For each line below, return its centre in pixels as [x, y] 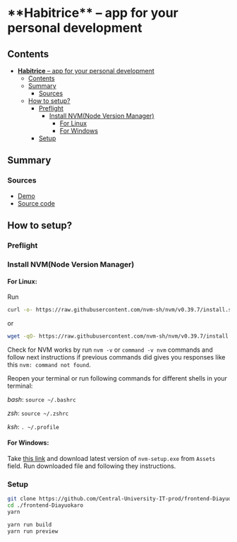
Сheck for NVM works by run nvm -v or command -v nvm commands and [110, 350]
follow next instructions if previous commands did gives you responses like [116, 357]
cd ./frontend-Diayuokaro [45, 505]
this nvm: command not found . [49, 364]
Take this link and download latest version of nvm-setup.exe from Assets [111, 459]
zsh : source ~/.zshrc [38, 413]
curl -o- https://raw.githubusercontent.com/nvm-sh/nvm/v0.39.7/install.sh [121, 310]
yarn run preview [33, 531]
